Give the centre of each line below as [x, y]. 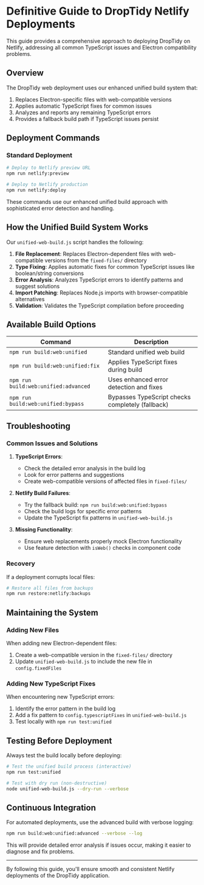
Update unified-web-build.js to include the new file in [83, 661]
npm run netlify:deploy [36, 190]
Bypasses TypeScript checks [149, 397]
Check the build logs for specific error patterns [83, 512]
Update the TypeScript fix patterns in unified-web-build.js [98, 518]
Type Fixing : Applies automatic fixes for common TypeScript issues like [105, 266]
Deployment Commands [53, 138]
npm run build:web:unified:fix [55, 366]
